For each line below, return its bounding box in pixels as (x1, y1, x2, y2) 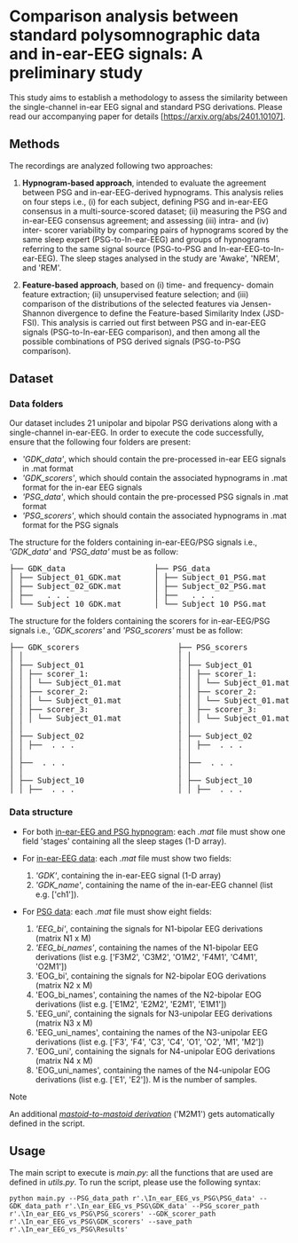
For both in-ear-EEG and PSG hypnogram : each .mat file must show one (21, 826, 286, 837)
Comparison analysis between (9, 6, 239, 27)
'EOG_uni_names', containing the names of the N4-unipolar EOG (35, 1065, 271, 1075)
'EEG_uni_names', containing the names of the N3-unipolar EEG (35, 1027, 268, 1037)
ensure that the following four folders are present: (9, 437, 191, 447)
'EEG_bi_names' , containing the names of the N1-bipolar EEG (35, 942, 259, 953)
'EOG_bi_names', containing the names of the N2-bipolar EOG (35, 989, 262, 1000)
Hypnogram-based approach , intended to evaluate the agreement (21, 177, 267, 188)
